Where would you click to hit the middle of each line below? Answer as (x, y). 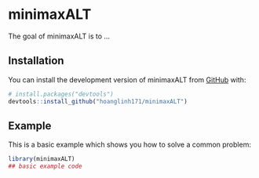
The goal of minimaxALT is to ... (59, 36)
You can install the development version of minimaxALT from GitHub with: (127, 79)
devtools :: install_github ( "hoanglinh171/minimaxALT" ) (98, 101)
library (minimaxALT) (42, 159)
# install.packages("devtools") (61, 94)
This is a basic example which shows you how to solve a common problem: (129, 145)
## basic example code (45, 166)
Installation (36, 61)
